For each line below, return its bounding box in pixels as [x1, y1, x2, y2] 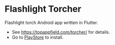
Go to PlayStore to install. [11, 34, 64, 40]
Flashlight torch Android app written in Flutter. [4, 20, 99, 25]
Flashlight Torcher [4, 3, 81, 15]
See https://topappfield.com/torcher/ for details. [11, 29, 110, 35]
